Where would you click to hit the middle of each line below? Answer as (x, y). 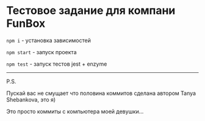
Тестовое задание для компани (91, 11)
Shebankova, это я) (31, 99)
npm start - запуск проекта (42, 52)
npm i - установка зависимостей (49, 40)
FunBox (26, 23)
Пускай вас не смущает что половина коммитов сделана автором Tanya (101, 93)
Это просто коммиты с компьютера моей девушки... (75, 111)
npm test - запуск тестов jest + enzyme (57, 64)
